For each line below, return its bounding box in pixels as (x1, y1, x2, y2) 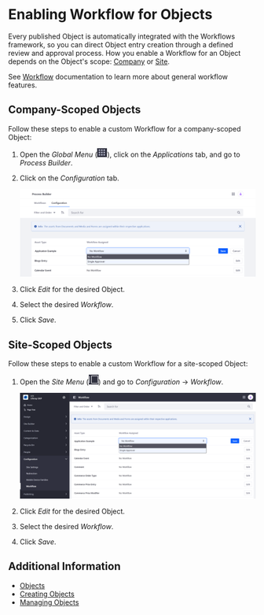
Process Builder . (19, 157, 73, 167)
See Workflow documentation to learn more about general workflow (8, 72, 229, 81)
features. (8, 80, 38, 90)
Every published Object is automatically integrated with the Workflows (8, 31, 236, 41)
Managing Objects (19, 597, 79, 607)
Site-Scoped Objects (8, 338, 112, 351)
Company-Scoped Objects (8, 103, 141, 117)
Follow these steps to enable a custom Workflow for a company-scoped (8, 124, 241, 133)
